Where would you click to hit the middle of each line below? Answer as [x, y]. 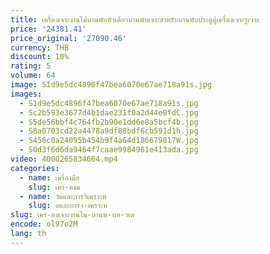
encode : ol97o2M [44, 224]
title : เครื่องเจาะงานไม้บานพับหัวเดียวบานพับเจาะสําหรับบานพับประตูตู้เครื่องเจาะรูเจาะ [135, 19]
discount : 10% [40, 57]
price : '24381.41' [48, 29]
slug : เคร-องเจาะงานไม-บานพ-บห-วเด [72, 215]
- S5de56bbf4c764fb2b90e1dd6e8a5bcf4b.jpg [109, 122]
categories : [35, 168]
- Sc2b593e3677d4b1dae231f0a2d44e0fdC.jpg [109, 112]
